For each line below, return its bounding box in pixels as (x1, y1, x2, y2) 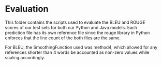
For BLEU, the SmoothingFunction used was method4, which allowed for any (5, 44, 158, 50)
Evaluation (5, 3, 49, 15)
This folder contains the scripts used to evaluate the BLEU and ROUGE (5, 19, 146, 25)
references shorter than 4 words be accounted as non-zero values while (5, 49, 149, 55)
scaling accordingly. (5, 54, 45, 60)
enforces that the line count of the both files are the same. (5, 35, 121, 41)
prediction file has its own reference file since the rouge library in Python (5, 30, 150, 35)
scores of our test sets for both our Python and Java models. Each (5, 24, 137, 30)
